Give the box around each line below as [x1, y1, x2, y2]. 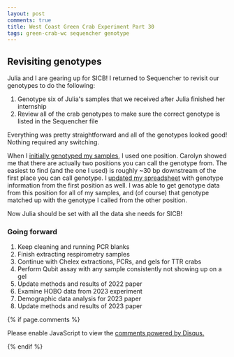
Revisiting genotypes [7, 55, 103, 67]
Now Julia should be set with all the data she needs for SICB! [7, 210, 183, 218]
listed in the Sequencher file [17, 117, 98, 126]
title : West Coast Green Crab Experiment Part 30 [7, 23, 155, 30]
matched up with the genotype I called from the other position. [7, 196, 187, 204]
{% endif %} [7, 342, 43, 351]
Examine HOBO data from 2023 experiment [17, 287, 143, 296]
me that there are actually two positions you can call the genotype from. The [7, 159, 228, 167]
